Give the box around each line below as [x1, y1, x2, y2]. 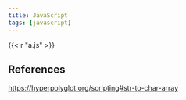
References [8, 62, 66, 76]
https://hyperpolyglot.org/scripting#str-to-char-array [8, 84, 179, 93]
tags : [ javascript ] [8, 19, 72, 27]
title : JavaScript [8, 11, 68, 20]
